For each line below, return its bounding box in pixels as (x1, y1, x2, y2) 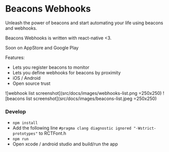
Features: (5, 54, 25, 61)
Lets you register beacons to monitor (12, 64, 90, 70)
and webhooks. (5, 25, 37, 31)
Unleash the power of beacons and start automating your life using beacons (5, 20, 163, 26)
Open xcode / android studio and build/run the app (12, 141, 119, 147)
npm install (12, 121, 38, 126)
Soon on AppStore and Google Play (5, 44, 79, 50)
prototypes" (12, 131, 38, 136)
